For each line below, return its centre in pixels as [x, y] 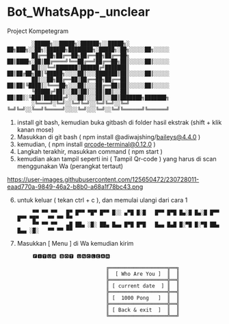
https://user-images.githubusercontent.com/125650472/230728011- [103, 179]
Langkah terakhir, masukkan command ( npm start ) [90, 151]
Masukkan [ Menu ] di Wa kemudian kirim [75, 243]
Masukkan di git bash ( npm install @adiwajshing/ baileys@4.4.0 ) [109, 137]
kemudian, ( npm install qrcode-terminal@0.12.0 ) [86, 144]
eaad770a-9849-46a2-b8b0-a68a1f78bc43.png [75, 187]
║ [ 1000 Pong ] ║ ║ [143, 298]
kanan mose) [35, 129]
